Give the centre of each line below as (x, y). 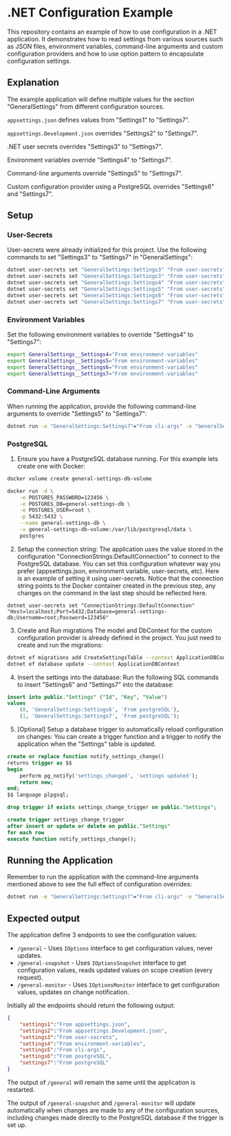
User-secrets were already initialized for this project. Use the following (107, 250)
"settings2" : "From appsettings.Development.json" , (93, 1031)
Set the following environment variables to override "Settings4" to (100, 334)
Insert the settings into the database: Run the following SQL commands (118, 677)
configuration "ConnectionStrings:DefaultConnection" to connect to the (118, 556)
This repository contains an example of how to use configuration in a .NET (112, 32)
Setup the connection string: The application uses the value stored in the (120, 549)
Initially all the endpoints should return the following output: (91, 1005)
